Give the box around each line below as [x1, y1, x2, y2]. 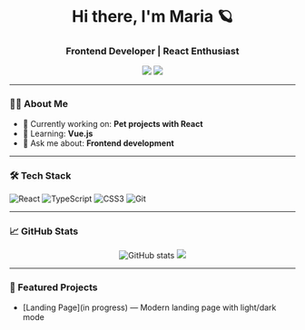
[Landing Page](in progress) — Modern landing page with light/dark [22, 302, 277, 313]
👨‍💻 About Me [9, 98, 68, 111]
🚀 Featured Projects [9, 281, 98, 294]
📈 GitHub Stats [9, 225, 79, 238]
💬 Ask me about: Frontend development [22, 137, 174, 149]
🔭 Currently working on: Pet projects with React [22, 118, 203, 129]
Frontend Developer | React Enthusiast [65, 45, 240, 58]
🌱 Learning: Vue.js [22, 128, 93, 139]
